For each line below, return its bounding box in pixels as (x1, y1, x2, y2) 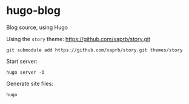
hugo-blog (6, 4, 61, 18)
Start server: (6, 57, 38, 65)
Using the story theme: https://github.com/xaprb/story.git (6, 35, 150, 42)
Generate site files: (6, 80, 53, 87)
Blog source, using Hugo (6, 24, 68, 31)
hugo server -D (6, 69, 45, 76)
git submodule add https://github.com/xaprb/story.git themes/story (6, 47, 183, 53)
